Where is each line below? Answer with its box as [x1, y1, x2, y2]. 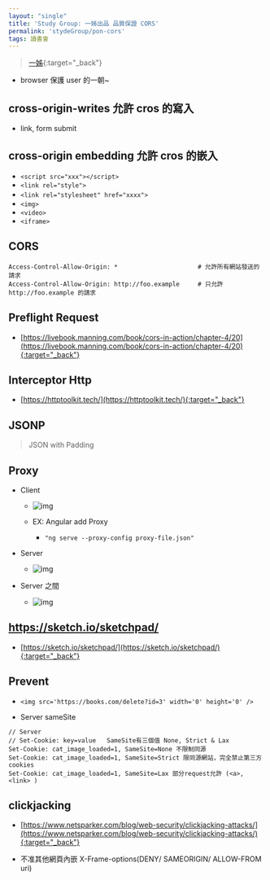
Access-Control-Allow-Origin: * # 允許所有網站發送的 [8, 262, 260, 271]
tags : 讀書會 [8, 34, 49, 43]
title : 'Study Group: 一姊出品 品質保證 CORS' [8, 20, 159, 28]
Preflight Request [8, 311, 99, 325]
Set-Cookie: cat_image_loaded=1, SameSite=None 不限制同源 [8, 745, 207, 753]
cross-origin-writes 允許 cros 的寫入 [8, 101, 194, 115]
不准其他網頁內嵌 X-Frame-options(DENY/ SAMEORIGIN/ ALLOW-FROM [20, 854, 262, 864]
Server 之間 [20, 580, 59, 590]
